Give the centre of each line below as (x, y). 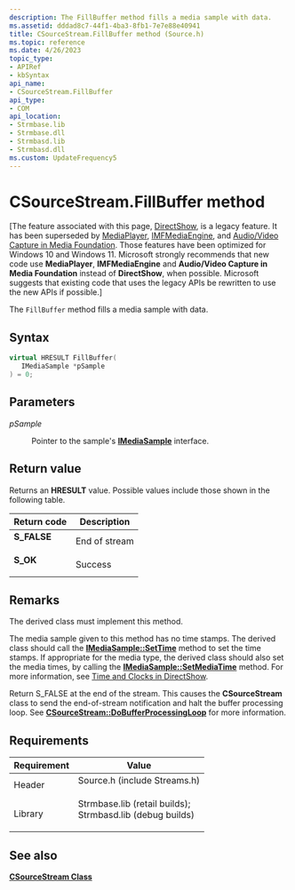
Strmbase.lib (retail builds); (134, 804)
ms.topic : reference (48, 42)
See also (33, 855)
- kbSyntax (29, 75)
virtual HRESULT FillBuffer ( (63, 358)
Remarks (35, 600)
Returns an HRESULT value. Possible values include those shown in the (140, 490)
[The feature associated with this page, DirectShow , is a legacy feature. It (143, 226)
